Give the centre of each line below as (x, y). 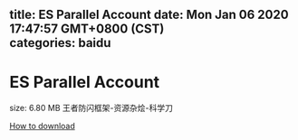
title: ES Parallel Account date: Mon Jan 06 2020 (149, 15)
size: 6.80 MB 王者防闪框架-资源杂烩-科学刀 (91, 108)
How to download (42, 126)
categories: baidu (60, 43)
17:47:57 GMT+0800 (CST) (87, 29)
